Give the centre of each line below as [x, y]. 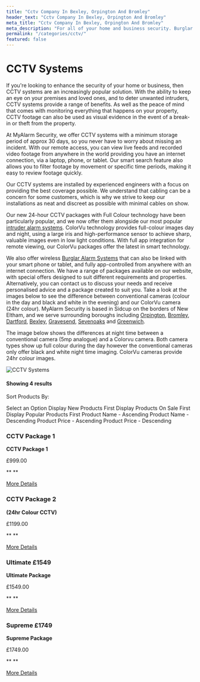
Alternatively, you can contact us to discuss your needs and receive [89, 283]
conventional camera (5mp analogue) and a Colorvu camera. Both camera [97, 339]
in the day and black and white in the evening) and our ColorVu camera [93, 302]
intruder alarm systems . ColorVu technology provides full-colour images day [100, 228]
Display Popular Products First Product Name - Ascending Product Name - [98, 415]
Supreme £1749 [29, 625]
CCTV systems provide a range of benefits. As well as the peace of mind [95, 104]
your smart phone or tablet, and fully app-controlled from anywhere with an [99, 264]
